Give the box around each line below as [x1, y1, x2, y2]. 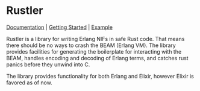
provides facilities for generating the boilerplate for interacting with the [6, 48, 182, 55]
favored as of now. [6, 79, 52, 86]
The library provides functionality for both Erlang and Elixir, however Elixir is [6, 72, 194, 80]
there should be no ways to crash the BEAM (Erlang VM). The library [6, 42, 176, 49]
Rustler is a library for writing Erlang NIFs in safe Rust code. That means [6, 35, 185, 42]
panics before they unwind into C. [6, 61, 90, 68]
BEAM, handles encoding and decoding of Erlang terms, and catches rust [6, 54, 189, 61]
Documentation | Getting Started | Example [6, 24, 113, 31]
